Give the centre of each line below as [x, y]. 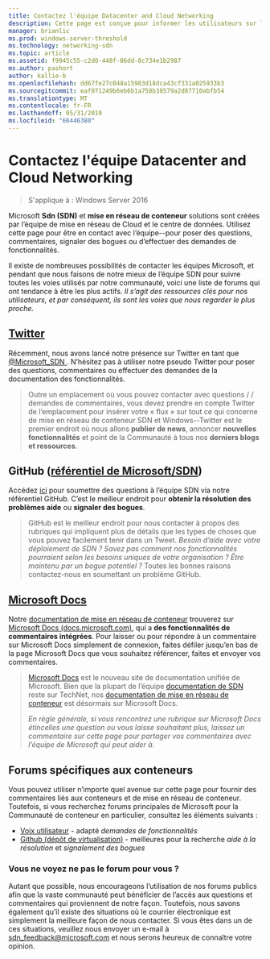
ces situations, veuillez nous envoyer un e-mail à [89, 929]
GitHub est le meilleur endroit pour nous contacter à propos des [133, 523]
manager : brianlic [39, 31]
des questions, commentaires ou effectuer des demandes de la [113, 370]
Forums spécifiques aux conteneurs [101, 770]
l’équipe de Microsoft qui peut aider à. [91, 745]
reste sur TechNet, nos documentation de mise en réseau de [128, 695]
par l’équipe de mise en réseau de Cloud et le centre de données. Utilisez [130, 224]
